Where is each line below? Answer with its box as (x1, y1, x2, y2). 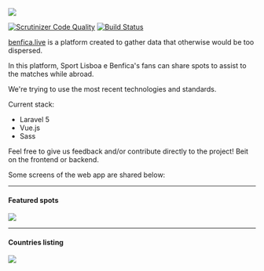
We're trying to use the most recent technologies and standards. (8, 85, 217, 93)
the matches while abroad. (8, 70, 94, 78)
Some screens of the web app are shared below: (8, 170, 166, 179)
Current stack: (8, 99, 55, 109)
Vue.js (19, 123, 41, 132)
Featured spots (8, 195, 59, 204)
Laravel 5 (19, 115, 49, 124)
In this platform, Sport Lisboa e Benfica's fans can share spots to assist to (8, 61, 247, 70)
